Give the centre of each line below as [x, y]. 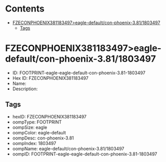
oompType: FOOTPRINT [37, 122]
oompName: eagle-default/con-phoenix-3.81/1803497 [68, 148]
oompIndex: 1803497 [34, 143]
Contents [25, 9]
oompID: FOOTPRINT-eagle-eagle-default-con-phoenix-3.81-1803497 [85, 154]
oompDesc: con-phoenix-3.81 [43, 138]
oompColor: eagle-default [39, 132]
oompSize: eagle [30, 127]
